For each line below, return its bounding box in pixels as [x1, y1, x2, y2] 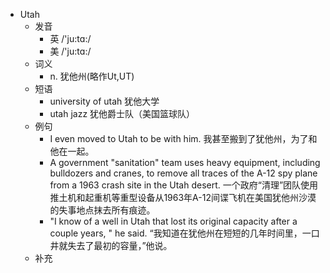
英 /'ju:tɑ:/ [49, 33, 92, 44]
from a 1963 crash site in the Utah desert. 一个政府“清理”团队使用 [49, 179, 319, 191]
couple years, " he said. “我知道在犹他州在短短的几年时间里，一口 [49, 227, 320, 239]
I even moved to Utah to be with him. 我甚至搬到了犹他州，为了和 [49, 133, 318, 144]
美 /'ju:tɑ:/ [49, 45, 92, 57]
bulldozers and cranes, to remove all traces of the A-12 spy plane [49, 167, 318, 179]
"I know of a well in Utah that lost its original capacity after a [49, 215, 298, 227]
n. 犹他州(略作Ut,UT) [49, 70, 135, 82]
